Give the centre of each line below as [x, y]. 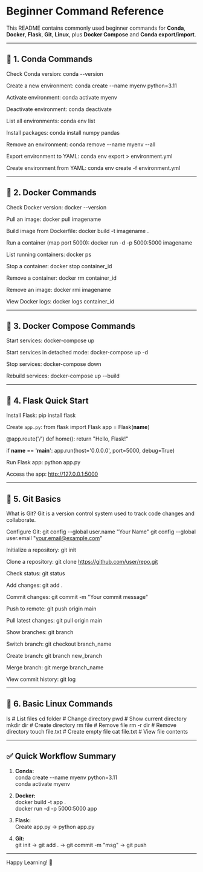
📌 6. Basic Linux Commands [60, 704]
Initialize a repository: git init [41, 550]
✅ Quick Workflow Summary [61, 756]
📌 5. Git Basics [34, 499]
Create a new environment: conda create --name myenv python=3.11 [92, 86]
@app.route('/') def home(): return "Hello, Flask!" [67, 439]
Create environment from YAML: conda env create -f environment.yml [93, 167]
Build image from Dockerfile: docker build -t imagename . [78, 231]
